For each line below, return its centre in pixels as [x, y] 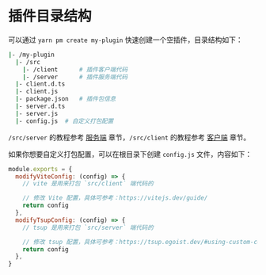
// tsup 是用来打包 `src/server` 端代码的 [88, 227]
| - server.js [37, 113]
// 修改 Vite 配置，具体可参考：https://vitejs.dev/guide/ [115, 198]
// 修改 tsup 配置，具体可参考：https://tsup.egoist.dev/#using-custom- [138, 242]
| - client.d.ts [40, 84]
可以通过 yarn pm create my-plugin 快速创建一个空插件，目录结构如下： [125, 40]
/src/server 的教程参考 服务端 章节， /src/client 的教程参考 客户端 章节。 [129, 137]
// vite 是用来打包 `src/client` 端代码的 [88, 184]
